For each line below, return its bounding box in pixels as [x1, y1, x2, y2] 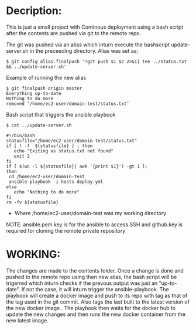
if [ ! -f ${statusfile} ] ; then [6, 142, 93, 149]
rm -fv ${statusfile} [6, 199, 59, 205]
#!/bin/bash [6, 132, 35, 138]
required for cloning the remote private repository [6, 227, 126, 234]
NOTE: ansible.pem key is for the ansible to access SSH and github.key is [6, 221, 183, 228]
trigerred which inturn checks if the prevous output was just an [6, 280, 158, 287]
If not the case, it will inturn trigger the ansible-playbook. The [21, 285, 169, 292]
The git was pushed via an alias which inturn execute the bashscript [6, 41, 170, 48]
